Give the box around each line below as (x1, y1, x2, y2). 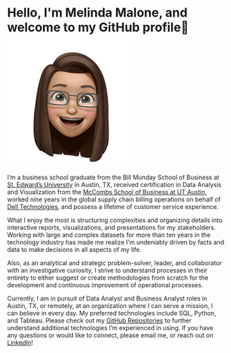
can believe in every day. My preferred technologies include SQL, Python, (7, 309, 217, 317)
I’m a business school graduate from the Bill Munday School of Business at (7, 173, 219, 181)
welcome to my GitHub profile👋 (7, 19, 190, 35)
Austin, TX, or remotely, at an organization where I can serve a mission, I (7, 301, 213, 309)
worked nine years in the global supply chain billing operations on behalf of (7, 195, 221, 203)
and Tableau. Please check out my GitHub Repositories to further (7, 316, 192, 325)
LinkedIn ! (7, 338, 33, 347)
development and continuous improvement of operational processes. (7, 280, 203, 289)
